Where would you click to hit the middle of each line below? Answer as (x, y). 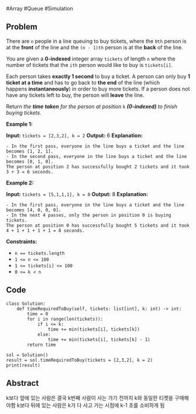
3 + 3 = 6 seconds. (30, 172)
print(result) (23, 365)
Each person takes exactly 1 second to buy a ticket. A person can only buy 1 (98, 76)
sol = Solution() (27, 355)
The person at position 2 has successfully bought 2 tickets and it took (98, 167)
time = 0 (38, 314)
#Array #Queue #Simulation (39, 9)
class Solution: (26, 304)
